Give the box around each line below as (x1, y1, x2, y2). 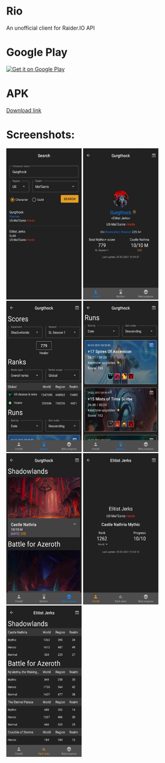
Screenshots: (6, 128, 75, 142)
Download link (6, 106, 42, 114)
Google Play (6, 45, 68, 59)
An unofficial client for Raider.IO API (6, 24, 95, 31)
